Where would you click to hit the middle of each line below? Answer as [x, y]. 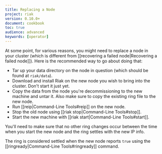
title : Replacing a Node [30, 10]
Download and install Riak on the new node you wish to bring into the [81, 80]
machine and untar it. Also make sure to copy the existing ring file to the [84, 96]
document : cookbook [25, 23]
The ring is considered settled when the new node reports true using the [78, 141]
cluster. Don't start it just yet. [41, 86]
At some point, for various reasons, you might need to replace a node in [77, 50]
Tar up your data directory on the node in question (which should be [80, 70]
